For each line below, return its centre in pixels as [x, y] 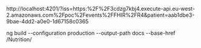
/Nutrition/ [19, 39]
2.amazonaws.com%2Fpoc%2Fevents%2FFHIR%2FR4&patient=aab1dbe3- [100, 15]
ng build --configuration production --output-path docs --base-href [91, 33]
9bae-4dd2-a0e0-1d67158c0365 [48, 21]
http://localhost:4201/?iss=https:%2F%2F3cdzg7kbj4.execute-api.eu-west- [101, 9]
